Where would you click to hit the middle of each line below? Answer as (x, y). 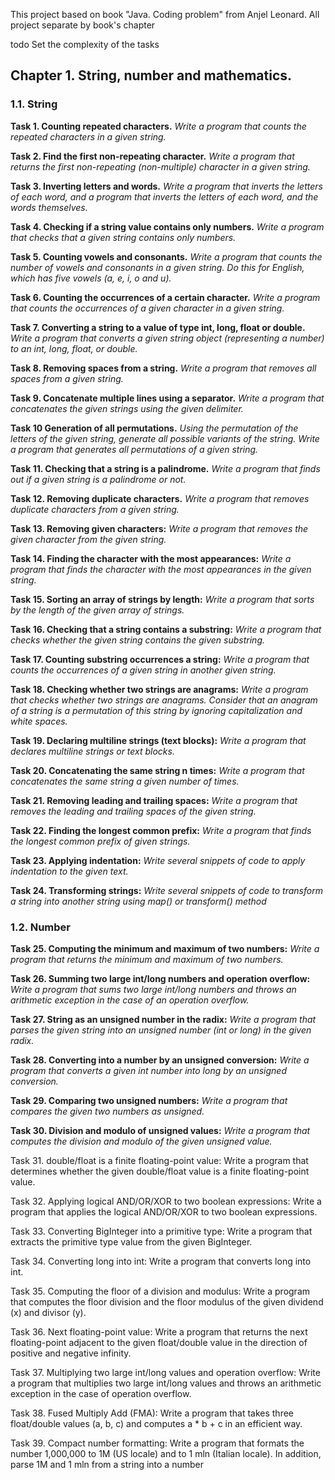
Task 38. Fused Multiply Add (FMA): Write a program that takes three (152, 1413)
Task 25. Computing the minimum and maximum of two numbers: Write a (165, 948)
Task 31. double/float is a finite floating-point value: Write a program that (159, 1160)
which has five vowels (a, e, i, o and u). (91, 278)
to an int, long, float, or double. (74, 348)
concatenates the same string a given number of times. (125, 781)
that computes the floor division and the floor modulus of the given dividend (167, 1301)
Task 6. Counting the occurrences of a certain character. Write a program (165, 297)
